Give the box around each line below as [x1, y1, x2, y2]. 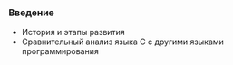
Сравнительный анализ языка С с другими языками [21, 36, 224, 47]
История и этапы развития [21, 27, 126, 38]
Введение [8, 6, 55, 19]
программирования [21, 46, 99, 57]
